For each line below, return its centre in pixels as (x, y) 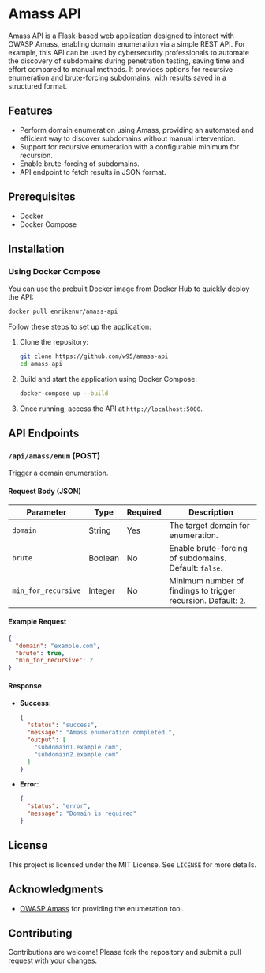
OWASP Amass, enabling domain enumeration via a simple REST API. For (127, 43)
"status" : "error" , (59, 806)
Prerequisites (42, 197)
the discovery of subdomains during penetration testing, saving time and (126, 61)
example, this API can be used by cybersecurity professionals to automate (129, 52)
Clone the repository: (54, 342)
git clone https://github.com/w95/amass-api (94, 356)
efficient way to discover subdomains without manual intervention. (128, 138)
